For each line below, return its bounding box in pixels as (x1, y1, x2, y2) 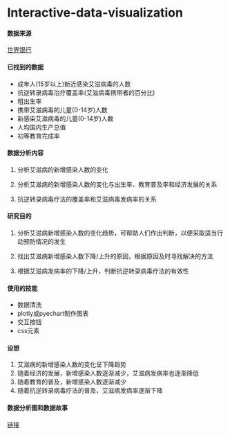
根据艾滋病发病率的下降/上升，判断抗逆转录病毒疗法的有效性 (17, 267, 189, 275)
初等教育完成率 (17, 132, 60, 140)
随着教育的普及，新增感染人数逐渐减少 (17, 378, 126, 386)
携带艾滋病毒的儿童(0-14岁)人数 (17, 105, 108, 114)
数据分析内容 (7, 149, 44, 157)
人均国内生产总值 (17, 123, 66, 131)
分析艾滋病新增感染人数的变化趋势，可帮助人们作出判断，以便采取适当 (17, 229, 218, 237)
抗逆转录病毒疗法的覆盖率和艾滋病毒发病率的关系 (17, 195, 157, 203)
